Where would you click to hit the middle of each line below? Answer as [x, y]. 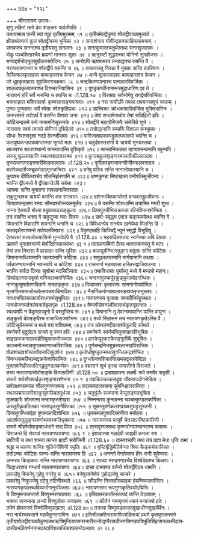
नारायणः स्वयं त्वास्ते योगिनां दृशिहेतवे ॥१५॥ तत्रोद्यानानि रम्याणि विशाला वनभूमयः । [83, 129]
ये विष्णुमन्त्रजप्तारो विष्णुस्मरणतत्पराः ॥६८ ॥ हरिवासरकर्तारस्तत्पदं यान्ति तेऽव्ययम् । [84, 494]
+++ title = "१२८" [27, 9]
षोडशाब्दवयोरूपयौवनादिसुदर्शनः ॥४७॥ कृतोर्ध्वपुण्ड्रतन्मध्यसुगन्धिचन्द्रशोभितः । [78, 352]
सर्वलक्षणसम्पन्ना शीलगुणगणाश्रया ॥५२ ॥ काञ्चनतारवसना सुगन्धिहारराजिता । [78, 386]
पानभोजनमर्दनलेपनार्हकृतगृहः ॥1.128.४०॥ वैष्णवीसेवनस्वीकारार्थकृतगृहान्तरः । [79, 305]
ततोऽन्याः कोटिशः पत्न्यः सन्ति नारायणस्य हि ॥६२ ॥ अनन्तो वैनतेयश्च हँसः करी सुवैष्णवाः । [90, 454]
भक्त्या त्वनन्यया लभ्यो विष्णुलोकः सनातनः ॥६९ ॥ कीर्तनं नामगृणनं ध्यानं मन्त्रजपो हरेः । [87, 501]
